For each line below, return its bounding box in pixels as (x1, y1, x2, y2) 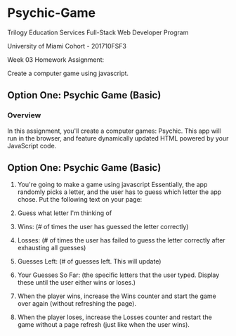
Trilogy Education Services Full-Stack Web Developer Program (7, 28, 189, 37)
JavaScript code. (7, 141, 57, 150)
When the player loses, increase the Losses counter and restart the (17, 313, 212, 321)
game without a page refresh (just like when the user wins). (17, 321, 190, 329)
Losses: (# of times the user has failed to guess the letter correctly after (17, 236, 226, 245)
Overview (7, 110, 41, 120)
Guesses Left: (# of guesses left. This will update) (17, 257, 162, 266)
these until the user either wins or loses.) (17, 278, 136, 287)
